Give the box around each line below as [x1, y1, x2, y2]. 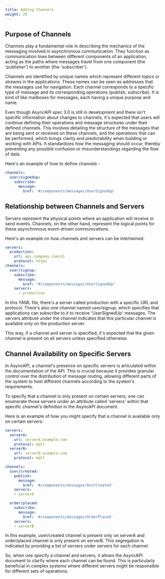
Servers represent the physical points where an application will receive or [5, 215, 154, 221]
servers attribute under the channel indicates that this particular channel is [5, 315, 157, 321]
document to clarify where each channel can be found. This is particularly [5, 558, 155, 564]
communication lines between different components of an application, [5, 54, 147, 60]
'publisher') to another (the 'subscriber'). [5, 64, 88, 70]
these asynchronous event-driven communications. [5, 226, 110, 232]
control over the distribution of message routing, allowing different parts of [5, 373, 157, 379]
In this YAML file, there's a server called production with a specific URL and [5, 300, 158, 306]
